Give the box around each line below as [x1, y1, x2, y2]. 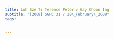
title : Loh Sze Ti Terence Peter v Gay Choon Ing [5, 7, 110, 12]
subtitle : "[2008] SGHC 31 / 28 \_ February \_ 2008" [5, 12, 110, 17]
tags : [5, 16, 16, 21]
